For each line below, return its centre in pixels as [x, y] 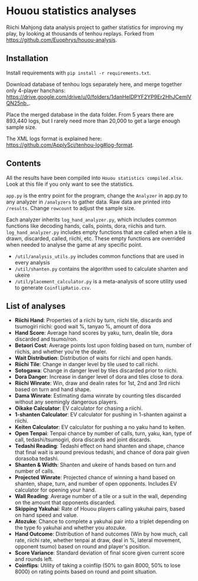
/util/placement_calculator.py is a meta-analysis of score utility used [101, 281]
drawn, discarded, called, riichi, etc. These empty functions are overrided [95, 238]
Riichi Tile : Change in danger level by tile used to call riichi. [87, 364]
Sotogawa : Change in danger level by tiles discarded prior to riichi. [96, 370]
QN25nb [16, 103]
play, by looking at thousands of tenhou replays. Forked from [80, 33]
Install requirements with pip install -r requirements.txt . [79, 73]
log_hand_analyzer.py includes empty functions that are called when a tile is [99, 232]
